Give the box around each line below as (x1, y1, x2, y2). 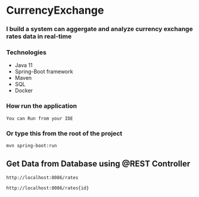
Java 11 (14, 62, 33, 69)
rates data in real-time (6, 32, 72, 40)
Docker (14, 87, 33, 94)
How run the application (6, 102, 77, 110)
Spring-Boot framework (14, 68, 73, 75)
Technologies (6, 48, 46, 57)
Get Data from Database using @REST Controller (6, 159, 191, 169)
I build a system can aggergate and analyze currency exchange (6, 25, 193, 33)
